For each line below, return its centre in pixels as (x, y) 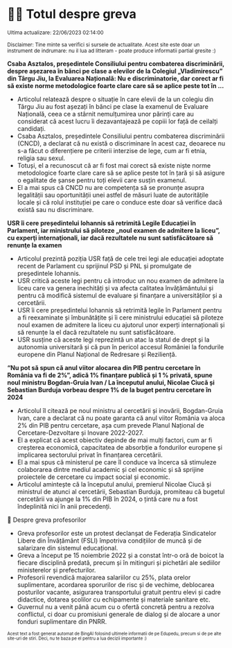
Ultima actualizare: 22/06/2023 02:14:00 (55, 33)
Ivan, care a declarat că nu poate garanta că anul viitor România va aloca (121, 418)
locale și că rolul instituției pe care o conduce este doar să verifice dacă (120, 202)
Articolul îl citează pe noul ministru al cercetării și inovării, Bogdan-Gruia (120, 410)
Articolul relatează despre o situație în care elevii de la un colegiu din (115, 99)
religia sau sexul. (41, 158)
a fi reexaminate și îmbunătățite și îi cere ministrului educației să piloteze (120, 317)
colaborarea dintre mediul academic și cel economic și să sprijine (110, 469)
